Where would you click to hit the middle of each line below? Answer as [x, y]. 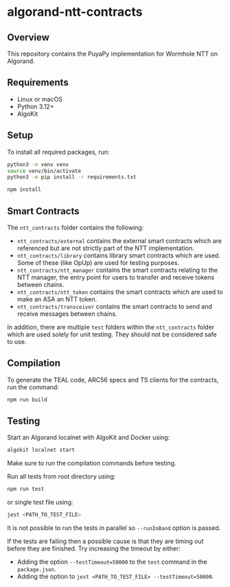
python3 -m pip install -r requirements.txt [72, 177]
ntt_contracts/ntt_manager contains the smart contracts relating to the [117, 270]
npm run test [26, 489]
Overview [28, 37]
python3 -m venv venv [38, 164]
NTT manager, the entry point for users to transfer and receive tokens [116, 277]
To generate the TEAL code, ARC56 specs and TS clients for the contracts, [113, 380]
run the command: [33, 387]
